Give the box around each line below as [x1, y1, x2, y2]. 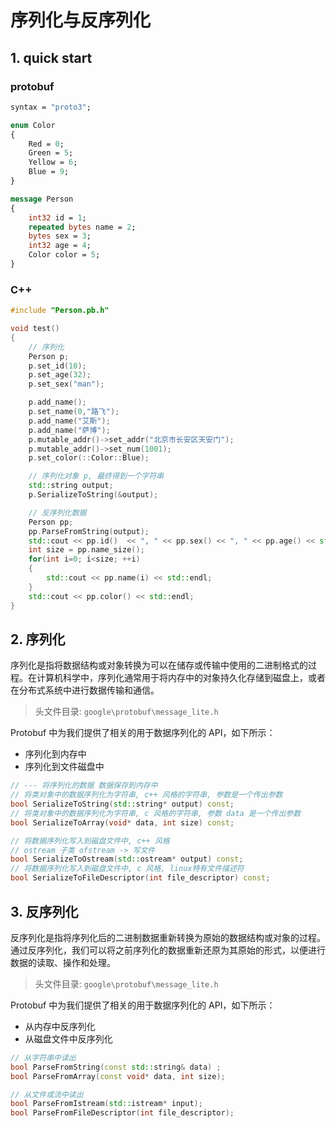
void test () [10, 324, 60, 334]
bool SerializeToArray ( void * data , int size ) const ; [10, 817, 235, 828]
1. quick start [10, 49, 93, 66]
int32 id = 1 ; [28, 212, 87, 223]
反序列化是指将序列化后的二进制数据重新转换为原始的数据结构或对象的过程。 [10, 931, 326, 943]
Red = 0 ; [28, 139, 65, 149]
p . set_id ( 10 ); [28, 361, 87, 371]
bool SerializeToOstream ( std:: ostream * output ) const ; [10, 854, 244, 865]
